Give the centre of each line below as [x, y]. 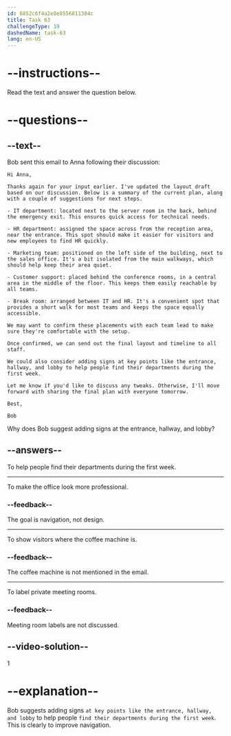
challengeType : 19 [33, 26]
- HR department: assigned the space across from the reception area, [110, 229]
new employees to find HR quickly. [58, 241]
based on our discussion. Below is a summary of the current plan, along [115, 193]
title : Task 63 [29, 20]
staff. [16, 350]
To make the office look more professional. [68, 487]
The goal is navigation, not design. [56, 520]
